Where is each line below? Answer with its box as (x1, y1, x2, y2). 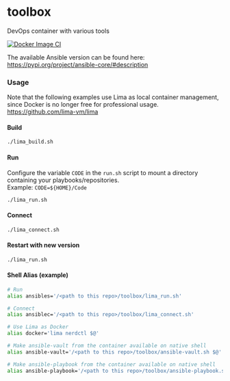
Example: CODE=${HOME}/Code (7, 183, 87, 192)
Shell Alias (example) (7, 271, 68, 279)
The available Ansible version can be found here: (7, 53, 145, 62)
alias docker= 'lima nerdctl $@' (7, 330, 99, 337)
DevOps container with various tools (7, 27, 110, 35)
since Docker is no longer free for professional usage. (7, 101, 159, 109)
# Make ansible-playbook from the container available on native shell (7, 360, 216, 368)
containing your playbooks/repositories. (7, 176, 120, 184)
